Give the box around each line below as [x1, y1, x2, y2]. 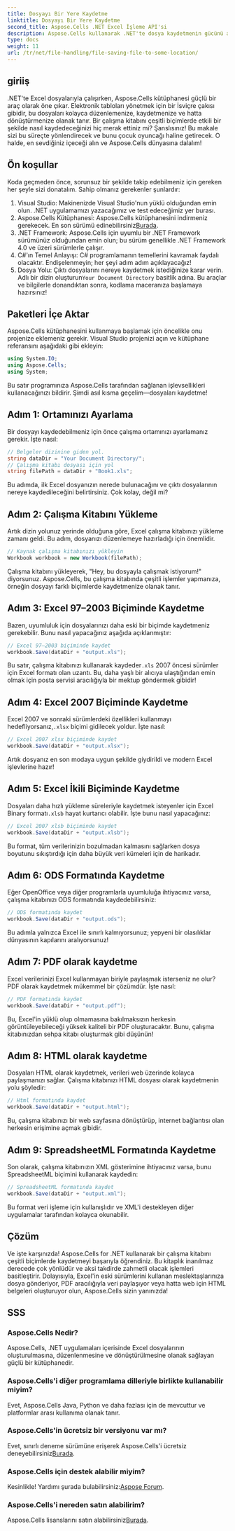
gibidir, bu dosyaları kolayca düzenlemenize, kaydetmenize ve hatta [7, 109, 202, 117]
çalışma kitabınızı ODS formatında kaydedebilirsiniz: [7, 895, 157, 904]
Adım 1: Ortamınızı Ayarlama [7, 409, 134, 421]
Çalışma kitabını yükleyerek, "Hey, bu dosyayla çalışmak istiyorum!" [7, 567, 201, 576]
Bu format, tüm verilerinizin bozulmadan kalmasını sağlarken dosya [7, 842, 201, 850]
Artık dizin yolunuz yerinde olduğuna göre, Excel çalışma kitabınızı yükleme [7, 527, 224, 536]
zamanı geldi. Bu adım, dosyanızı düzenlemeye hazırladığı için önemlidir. [7, 534, 215, 543]
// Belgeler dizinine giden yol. [7, 448, 105, 456]
